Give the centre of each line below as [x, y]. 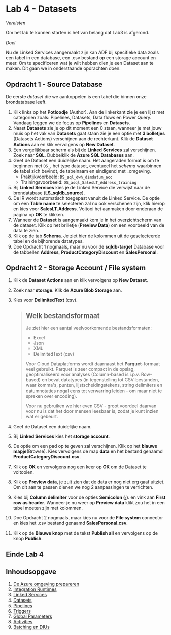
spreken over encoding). [52, 396]
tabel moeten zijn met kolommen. [48, 508]
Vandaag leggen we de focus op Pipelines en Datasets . [72, 123]
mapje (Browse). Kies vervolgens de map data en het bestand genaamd [88, 451]
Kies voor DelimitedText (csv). [45, 300]
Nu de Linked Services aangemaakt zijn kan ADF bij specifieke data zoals [82, 52]
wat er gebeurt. [42, 417]
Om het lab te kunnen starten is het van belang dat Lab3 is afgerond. [77, 32]
